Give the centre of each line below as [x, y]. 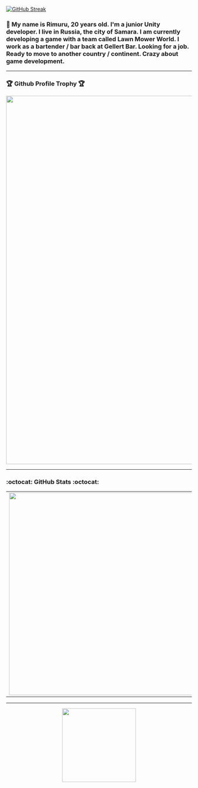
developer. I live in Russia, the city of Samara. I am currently [93, 31]
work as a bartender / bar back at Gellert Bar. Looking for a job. [98, 46]
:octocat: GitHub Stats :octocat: [52, 482]
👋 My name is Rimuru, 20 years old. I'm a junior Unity [83, 24]
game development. [35, 61]
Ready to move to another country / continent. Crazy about [92, 54]
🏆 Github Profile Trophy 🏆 [46, 84]
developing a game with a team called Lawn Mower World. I [93, 39]
